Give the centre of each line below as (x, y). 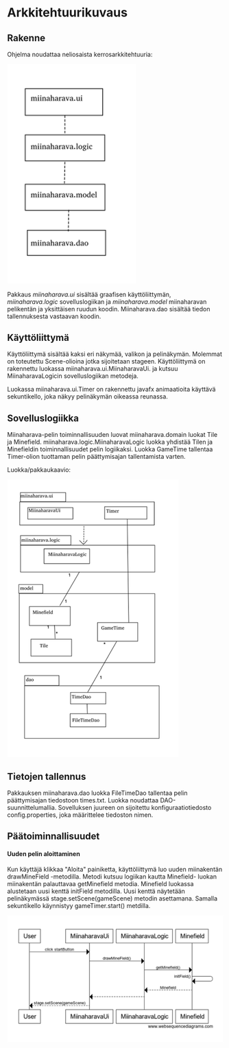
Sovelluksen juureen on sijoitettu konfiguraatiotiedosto (135, 808)
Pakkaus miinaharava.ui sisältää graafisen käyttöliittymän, (89, 294)
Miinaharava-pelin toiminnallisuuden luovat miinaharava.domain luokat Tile (112, 435)
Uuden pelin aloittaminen (44, 854)
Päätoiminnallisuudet (53, 836)
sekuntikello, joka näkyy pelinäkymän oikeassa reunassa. (87, 396)
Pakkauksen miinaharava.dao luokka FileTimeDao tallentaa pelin (97, 793)
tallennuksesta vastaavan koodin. (54, 316)
